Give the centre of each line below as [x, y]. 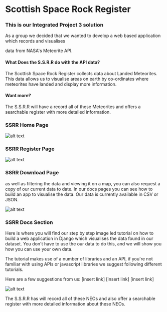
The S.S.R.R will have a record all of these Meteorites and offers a [73, 107]
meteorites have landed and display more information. [61, 84]
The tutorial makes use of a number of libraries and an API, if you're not [79, 259]
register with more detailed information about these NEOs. [65, 304]
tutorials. [14, 269]
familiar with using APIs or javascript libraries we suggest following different [83, 264]
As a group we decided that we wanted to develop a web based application [83, 36]
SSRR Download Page [32, 173]
